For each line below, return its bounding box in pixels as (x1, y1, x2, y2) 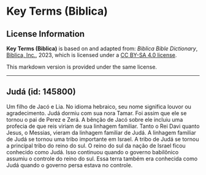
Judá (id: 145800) (6, 87, 76, 97)
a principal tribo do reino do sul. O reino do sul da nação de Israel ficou (6, 142, 186, 149)
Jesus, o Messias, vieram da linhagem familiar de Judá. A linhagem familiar (6, 128, 196, 136)
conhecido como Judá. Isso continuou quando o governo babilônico (6, 148, 179, 155)
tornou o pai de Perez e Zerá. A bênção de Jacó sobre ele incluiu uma (6, 116, 183, 123)
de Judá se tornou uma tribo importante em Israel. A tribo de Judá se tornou (6, 135, 199, 143)
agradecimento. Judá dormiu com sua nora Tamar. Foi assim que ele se (6, 109, 187, 117)
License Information (6, 29, 85, 39)
